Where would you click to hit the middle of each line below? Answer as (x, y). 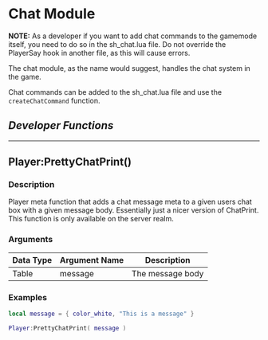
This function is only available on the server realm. (91, 219)
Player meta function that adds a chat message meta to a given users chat (130, 202)
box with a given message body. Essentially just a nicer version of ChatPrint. (134, 210)
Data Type (32, 260)
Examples (28, 297)
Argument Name (92, 260)
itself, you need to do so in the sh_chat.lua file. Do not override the (117, 44)
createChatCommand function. (55, 100)
